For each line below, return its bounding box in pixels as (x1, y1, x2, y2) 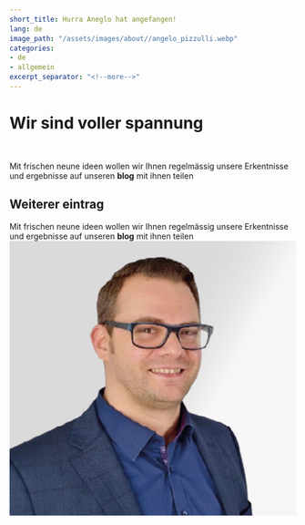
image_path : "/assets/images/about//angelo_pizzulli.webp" (9, 34, 239, 43)
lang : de (9, 24, 43, 34)
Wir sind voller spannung (9, 113, 204, 134)
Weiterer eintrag (9, 197, 105, 212)
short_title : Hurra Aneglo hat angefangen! (9, 15, 178, 24)
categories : (9, 44, 55, 53)
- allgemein (9, 63, 55, 72)
